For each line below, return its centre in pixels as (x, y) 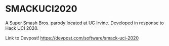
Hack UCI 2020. (22, 28)
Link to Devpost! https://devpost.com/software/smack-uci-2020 (72, 38)
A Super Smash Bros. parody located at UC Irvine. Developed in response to (85, 23)
